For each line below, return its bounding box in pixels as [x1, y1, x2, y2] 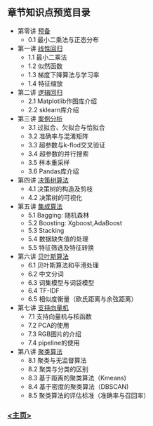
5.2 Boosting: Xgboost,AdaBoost [27, 218, 123, 227]
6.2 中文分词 [27, 269, 65, 278]
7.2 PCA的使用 [27, 321, 69, 329]
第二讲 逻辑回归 [17, 88, 63, 96]
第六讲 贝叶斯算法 [17, 252, 69, 260]
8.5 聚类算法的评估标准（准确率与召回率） [27, 391, 150, 399]
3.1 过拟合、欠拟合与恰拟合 [27, 123, 105, 131]
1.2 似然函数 [27, 62, 63, 70]
